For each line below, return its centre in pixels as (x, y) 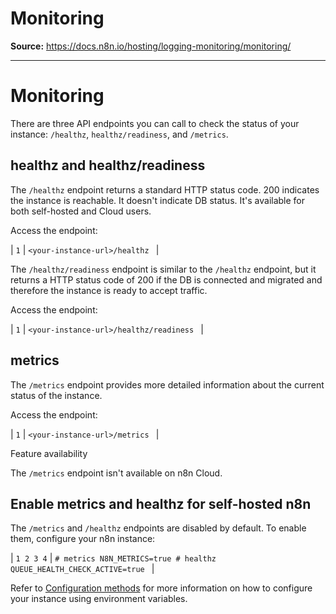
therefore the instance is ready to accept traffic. (109, 290)
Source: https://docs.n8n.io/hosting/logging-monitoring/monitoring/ (151, 46)
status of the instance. (56, 395)
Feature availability (49, 453)
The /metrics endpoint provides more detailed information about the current (167, 384)
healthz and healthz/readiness (108, 165)
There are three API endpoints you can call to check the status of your (155, 123)
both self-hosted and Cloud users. (81, 211)
